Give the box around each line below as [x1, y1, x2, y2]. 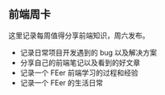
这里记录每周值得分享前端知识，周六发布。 [8, 31, 150, 40]
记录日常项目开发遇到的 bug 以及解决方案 [19, 47, 158, 57]
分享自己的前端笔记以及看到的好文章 [19, 57, 141, 67]
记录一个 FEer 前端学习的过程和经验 [19, 68, 138, 77]
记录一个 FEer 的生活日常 [19, 77, 103, 87]
